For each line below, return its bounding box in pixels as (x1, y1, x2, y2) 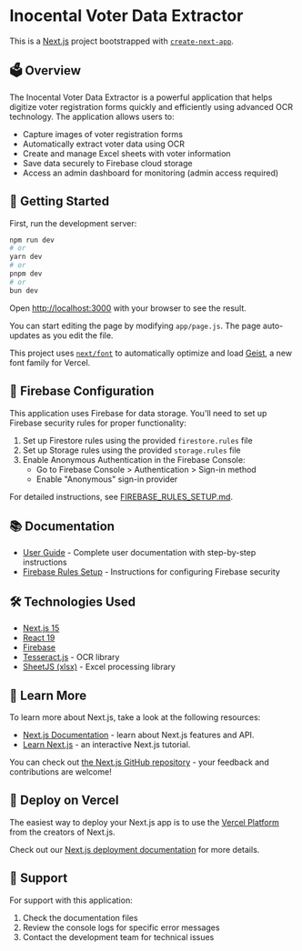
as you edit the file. (42, 329, 114, 341)
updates (9, 329, 41, 341)
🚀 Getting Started (9, 194, 110, 209)
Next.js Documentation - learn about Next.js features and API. (22, 729, 255, 740)
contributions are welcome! (9, 766, 112, 777)
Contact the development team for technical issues (22, 931, 215, 942)
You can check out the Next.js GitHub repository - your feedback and (9, 756, 270, 767)
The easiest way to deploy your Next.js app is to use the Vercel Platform (9, 816, 280, 827)
